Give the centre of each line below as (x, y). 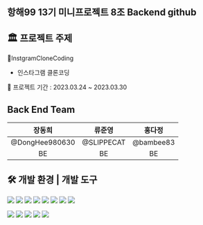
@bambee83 (154, 143)
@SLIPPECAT (104, 143)
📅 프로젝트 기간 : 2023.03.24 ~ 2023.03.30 (67, 87)
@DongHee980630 (43, 143)
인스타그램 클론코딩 (43, 73)
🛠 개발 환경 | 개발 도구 (52, 180)
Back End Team (41, 109)
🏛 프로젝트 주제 (40, 38)
